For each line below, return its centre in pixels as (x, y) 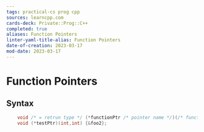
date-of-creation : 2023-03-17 (45, 46)
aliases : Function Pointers (42, 35)
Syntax (20, 104)
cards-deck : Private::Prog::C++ (47, 23)
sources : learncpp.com (35, 18)
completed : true (27, 29)
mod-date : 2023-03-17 (34, 51)
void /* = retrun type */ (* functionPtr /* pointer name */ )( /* (100, 117)
